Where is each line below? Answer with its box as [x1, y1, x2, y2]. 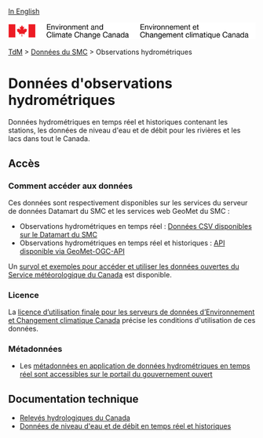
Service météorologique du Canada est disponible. [8, 270, 173, 279]
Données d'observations [8, 74, 173, 92]
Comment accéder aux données [8, 180, 133, 191]
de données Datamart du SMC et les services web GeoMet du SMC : [8, 206, 230, 215]
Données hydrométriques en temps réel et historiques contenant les [8, 118, 228, 127]
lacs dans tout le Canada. [8, 134, 90, 143]
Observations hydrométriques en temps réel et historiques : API [19, 238, 225, 248]
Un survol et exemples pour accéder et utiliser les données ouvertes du [8, 262, 239, 271]
